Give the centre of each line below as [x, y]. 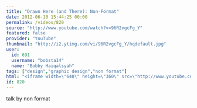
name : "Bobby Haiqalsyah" [43, 66]
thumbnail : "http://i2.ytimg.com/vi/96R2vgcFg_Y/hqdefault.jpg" [86, 44]
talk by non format [28, 99]
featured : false [26, 33]
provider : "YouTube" [31, 39]
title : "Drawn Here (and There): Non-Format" [62, 11]
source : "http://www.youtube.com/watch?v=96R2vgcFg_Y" [74, 28]
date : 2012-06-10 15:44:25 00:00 [47, 17]
